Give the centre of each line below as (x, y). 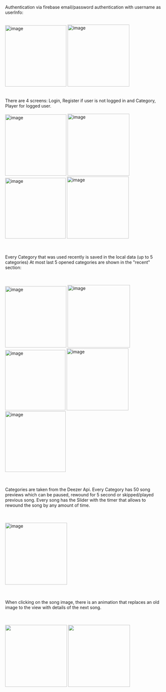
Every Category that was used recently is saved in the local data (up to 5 (79, 257)
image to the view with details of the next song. (53, 607)
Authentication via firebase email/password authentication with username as (83, 7)
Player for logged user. (28, 106)
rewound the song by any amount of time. (48, 505)
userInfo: (14, 12)
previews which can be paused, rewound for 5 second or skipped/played (80, 495)
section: (13, 267)
